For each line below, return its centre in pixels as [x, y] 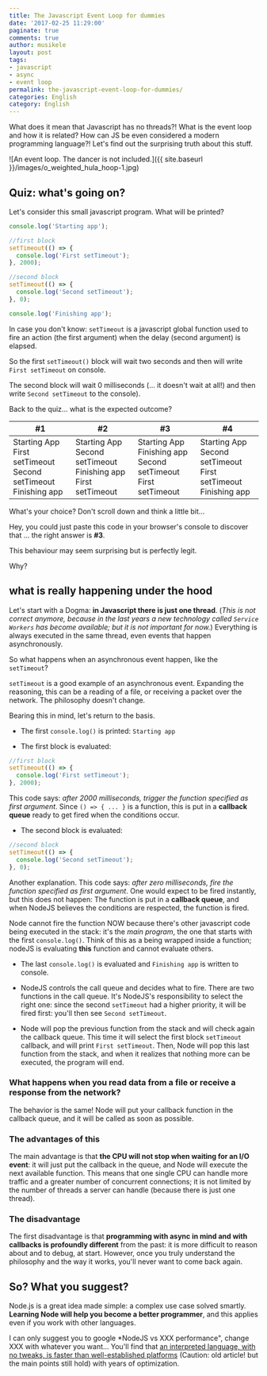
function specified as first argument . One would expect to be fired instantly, [133, 890]
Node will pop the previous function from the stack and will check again [138, 1028]
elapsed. [23, 346]
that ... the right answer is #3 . [57, 535]
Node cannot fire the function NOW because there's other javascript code [130, 923]
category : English [39, 104]
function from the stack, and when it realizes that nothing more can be [135, 1053]
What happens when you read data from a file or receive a [122, 1083]
